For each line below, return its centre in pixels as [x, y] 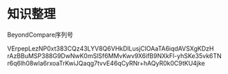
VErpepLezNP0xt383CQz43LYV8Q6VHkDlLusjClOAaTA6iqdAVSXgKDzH [111, 48]
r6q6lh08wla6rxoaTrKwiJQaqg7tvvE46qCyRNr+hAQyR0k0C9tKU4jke [106, 63]
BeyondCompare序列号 [40, 35]
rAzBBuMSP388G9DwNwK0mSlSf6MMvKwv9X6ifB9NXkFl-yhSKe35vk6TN [115, 55]
